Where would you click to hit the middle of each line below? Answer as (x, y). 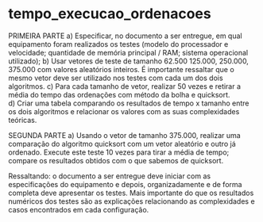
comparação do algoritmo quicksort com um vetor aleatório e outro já (122, 144)
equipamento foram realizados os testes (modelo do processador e (118, 44)
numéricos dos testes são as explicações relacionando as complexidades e (132, 201)
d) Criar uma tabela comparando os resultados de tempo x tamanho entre (129, 103)
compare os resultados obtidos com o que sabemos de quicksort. (116, 160)
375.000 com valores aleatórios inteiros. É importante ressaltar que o (121, 69)
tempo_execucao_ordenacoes (110, 14)
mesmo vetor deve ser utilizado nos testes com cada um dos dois (116, 78)
